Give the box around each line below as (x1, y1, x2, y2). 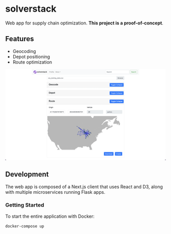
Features (5, 35, 34, 43)
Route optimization (12, 59, 52, 65)
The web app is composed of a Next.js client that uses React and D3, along (5, 184, 163, 190)
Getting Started (5, 201, 44, 209)
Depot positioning (12, 53, 50, 60)
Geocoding (12, 48, 37, 54)
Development (5, 170, 49, 179)
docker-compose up (5, 223, 44, 229)
